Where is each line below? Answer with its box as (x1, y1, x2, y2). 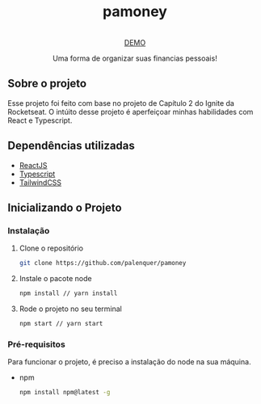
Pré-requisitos (7, 339, 65, 350)
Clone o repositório (19, 243, 84, 253)
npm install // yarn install (19, 289, 118, 297)
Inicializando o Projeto (7, 200, 122, 214)
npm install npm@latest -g (19, 389, 111, 397)
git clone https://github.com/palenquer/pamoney (19, 259, 187, 267)
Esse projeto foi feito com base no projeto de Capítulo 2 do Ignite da (7, 98, 235, 107)
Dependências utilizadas (7, 139, 135, 153)
